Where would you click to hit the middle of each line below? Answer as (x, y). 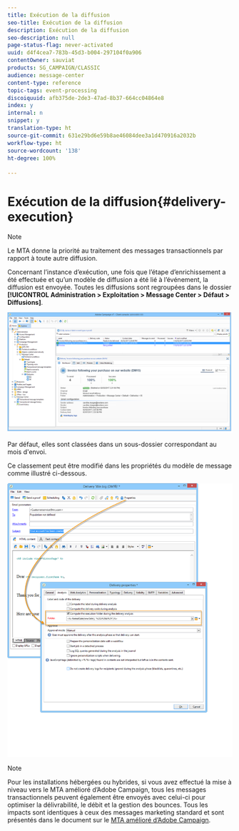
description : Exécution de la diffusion (68, 30)
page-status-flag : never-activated (60, 45)
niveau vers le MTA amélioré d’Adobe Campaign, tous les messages (107, 790)
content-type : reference (44, 83)
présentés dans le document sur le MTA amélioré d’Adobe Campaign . (109, 820)
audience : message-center (46, 75)
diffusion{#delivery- (164, 202)
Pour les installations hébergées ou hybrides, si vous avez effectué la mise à (119, 782)
